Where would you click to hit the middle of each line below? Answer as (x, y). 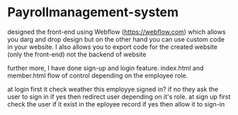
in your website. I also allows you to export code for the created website (113, 47)
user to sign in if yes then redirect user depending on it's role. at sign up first (119, 97)
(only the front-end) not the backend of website (77, 54)
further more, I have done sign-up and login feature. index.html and (106, 68)
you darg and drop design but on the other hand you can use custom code (116, 39)
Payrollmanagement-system (93, 12)
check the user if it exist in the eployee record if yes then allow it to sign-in (116, 104)
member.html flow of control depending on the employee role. (98, 75)
